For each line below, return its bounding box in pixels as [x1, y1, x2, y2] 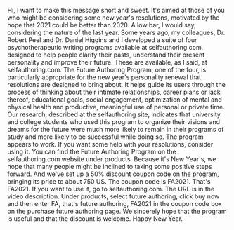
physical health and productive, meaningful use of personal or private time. [7, 103, 225, 111]
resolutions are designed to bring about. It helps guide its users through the [7, 81, 226, 88]
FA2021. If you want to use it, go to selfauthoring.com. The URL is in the [7, 185, 215, 193]
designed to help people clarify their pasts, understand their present [7, 50, 205, 59]
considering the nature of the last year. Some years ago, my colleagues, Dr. [7, 28, 226, 36]
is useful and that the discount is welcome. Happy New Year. [7, 215, 183, 223]
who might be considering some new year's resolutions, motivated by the [7, 13, 220, 22]
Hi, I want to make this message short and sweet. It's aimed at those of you [7, 6, 225, 14]
